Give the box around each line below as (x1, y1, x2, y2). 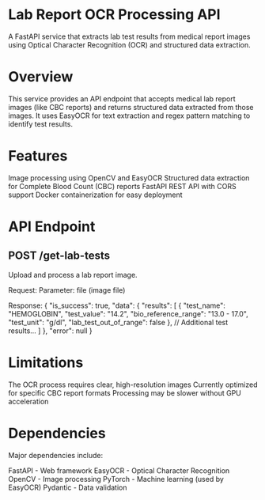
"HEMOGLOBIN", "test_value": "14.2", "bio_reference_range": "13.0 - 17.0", (8, 309, 248, 318)
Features (8, 147, 68, 165)
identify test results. (8, 119, 74, 128)
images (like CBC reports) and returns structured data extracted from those (8, 102, 254, 112)
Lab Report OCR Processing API (8, 6, 221, 24)
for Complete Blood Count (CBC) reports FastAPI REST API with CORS (8, 181, 237, 191)
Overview (8, 68, 74, 86)
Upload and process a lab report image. (8, 270, 138, 279)
